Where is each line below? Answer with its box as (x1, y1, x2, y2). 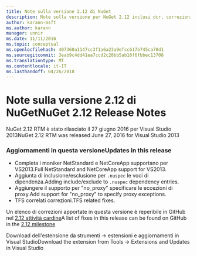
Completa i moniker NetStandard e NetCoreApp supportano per (14, 159, 168, 167)
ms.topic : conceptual (6, 42, 59, 47)
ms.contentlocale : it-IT (6, 63, 67, 69)
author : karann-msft (6, 19, 57, 25)
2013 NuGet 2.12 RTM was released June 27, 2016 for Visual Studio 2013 (6, 132, 180, 139)
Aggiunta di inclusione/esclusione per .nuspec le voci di (14, 172, 149, 179)
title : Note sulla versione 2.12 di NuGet (6, 8, 111, 15)
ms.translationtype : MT (6, 57, 64, 63)
